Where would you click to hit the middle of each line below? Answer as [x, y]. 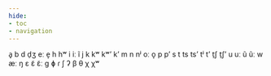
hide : [17, 16]
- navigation [31, 31]
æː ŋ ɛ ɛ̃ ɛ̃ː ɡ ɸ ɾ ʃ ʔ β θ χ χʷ [54, 63]
